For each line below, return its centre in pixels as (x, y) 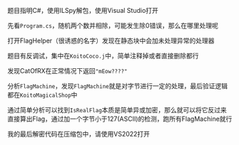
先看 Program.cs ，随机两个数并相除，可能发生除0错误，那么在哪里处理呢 (113, 26)
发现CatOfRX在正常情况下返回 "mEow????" (67, 71)
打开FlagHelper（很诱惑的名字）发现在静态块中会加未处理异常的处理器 (111, 41)
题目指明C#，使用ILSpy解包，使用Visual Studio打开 (83, 10)
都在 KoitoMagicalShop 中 (42, 95)
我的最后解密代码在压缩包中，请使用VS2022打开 (79, 134)
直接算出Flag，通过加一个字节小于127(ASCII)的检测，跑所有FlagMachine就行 (120, 119)
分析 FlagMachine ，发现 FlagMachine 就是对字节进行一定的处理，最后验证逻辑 (118, 86)
